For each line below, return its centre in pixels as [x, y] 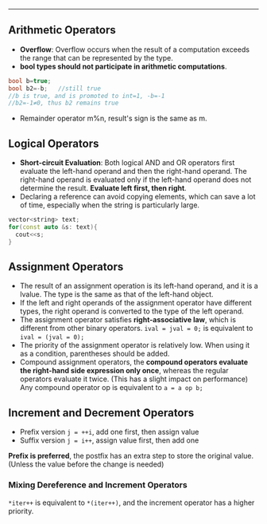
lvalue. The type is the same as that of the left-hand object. [116, 294]
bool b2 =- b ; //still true [55, 89]
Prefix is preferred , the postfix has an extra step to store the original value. [131, 456]
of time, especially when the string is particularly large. [110, 205]
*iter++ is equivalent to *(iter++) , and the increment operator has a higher [132, 502]
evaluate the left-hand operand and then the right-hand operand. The [133, 171]
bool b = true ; [30, 81]
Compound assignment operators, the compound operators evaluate [134, 362]
